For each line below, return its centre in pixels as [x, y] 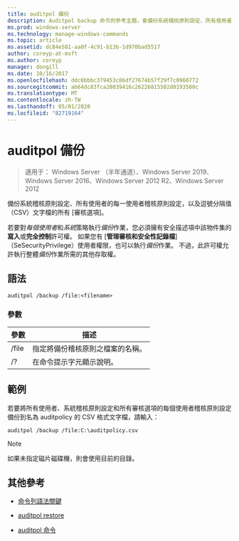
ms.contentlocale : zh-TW [44, 100]
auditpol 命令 [37, 530]
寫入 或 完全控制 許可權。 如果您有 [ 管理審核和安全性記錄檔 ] [92, 236]
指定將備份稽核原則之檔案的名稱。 [90, 348]
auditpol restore [41, 515]
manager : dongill [33, 67]
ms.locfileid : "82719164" [46, 113]
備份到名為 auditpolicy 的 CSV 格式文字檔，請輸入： [83, 416]
